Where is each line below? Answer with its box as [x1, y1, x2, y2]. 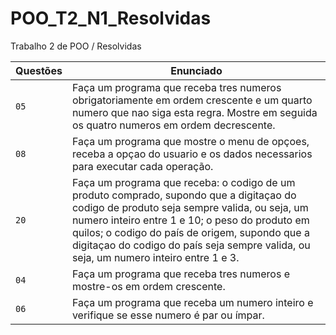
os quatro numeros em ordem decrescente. [71, 118, 276, 132]
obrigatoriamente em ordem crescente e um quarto [71, 93, 313, 107]
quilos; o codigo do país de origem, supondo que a [71, 225, 310, 239]
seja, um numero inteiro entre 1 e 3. [71, 250, 240, 264]
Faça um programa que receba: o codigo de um [71, 175, 296, 189]
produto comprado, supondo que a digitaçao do [71, 188, 297, 202]
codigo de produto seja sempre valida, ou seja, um [71, 200, 309, 214]
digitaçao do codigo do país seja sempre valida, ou [71, 238, 311, 252]
